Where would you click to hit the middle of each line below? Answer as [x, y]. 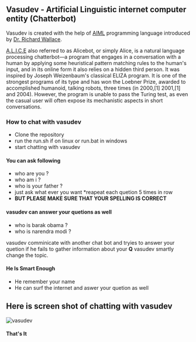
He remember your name [45, 282]
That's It [17, 334]
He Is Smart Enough [31, 269]
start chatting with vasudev [47, 147]
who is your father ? [39, 186]
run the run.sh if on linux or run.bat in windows [71, 141]
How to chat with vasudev [44, 121]
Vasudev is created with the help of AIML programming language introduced [98, 33]
